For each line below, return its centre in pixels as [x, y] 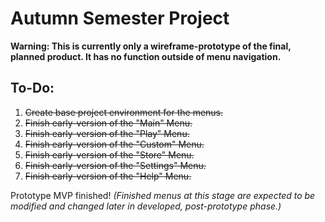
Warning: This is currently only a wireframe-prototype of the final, [151, 46]
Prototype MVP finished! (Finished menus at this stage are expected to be [163, 195]
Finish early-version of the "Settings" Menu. [115, 165]
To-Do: [32, 88]
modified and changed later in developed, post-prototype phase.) [146, 206]
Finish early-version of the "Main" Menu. [108, 123]
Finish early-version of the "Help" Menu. [108, 176]
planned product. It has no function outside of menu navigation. [146, 56]
